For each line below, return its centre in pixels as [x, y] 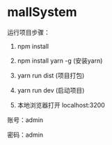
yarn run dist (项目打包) [51, 75]
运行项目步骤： [29, 32]
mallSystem [42, 12]
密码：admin [25, 135]
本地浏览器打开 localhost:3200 [61, 105]
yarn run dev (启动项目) [51, 90]
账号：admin [25, 120]
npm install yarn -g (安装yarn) [60, 61]
